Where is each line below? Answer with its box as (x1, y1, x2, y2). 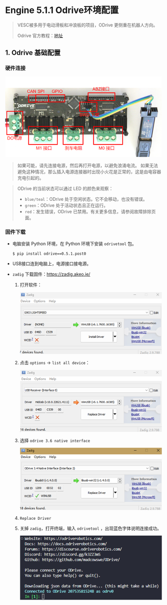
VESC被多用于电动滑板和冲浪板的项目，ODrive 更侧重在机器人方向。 (17, 22, 158, 28)
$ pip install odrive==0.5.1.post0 (12, 251, 86, 256)
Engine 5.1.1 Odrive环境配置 (5, 4, 119, 16)
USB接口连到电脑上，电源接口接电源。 (12, 260, 91, 267)
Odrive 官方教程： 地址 (17, 32, 63, 38)
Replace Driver (19, 516, 51, 521)
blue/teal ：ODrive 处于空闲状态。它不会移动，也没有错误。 (24, 196, 148, 202)
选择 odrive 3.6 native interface (19, 438, 90, 444)
